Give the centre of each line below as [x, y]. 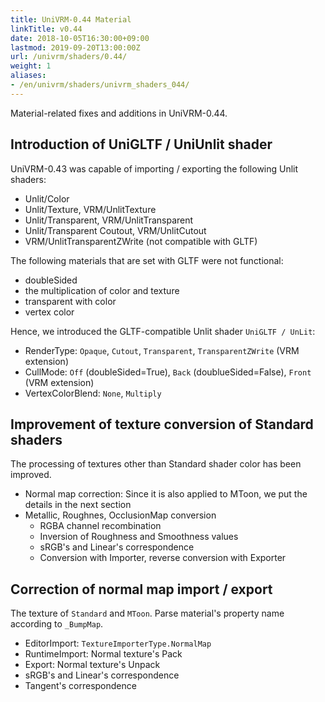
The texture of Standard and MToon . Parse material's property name [147, 613]
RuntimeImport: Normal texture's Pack [103, 654]
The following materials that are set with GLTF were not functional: [147, 260]
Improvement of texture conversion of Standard [162, 424]
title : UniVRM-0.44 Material [71, 19]
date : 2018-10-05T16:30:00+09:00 [80, 38]
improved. [31, 475]
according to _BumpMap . [57, 624]
